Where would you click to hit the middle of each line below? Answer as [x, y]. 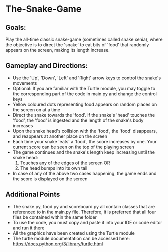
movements [25, 83]
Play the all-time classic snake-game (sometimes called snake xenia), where [84, 39]
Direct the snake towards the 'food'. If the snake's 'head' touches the [84, 115]
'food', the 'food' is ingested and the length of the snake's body [78, 120]
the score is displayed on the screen [50, 179]
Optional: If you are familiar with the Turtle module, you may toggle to [84, 88]
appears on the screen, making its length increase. [58, 50]
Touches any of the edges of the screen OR [65, 163]
